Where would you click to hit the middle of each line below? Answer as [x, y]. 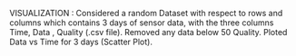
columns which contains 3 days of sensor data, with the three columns [142, 23]
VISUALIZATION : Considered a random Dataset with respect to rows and [146, 13]
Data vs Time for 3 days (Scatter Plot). [81, 42]
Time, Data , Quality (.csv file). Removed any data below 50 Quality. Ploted [148, 32]
